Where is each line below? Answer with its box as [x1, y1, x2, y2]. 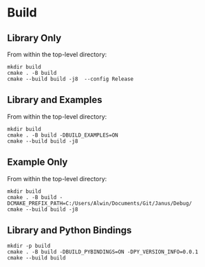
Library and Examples [7, 94, 102, 106]
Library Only [7, 32, 62, 44]
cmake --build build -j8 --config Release [7, 76, 134, 82]
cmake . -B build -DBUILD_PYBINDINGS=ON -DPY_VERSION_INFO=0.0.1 [7, 248, 198, 255]
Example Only [7, 156, 68, 168]
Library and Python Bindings [7, 224, 132, 236]
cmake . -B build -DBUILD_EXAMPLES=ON [7, 132, 118, 139]
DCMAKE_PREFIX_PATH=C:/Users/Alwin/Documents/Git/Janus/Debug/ [7, 200, 193, 207]
